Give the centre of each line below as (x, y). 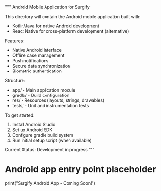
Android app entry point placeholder (80, 170)
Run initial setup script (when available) (52, 140)
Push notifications (30, 60)
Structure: (15, 81)
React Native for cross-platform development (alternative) (70, 31)
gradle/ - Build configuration (41, 95)
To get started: (20, 115)
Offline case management (38, 55)
